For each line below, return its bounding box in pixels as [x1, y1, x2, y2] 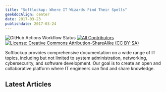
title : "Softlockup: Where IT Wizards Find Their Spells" [5, 7, 127, 12]
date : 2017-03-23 [5, 16, 41, 21]
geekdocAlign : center [5, 12, 50, 17]
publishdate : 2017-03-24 [5, 21, 56, 26]
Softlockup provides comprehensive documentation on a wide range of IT [5, 50, 156, 56]
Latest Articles [5, 80, 52, 89]
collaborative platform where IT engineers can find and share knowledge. [5, 66, 155, 72]
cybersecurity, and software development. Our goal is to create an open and [5, 60, 161, 66]
